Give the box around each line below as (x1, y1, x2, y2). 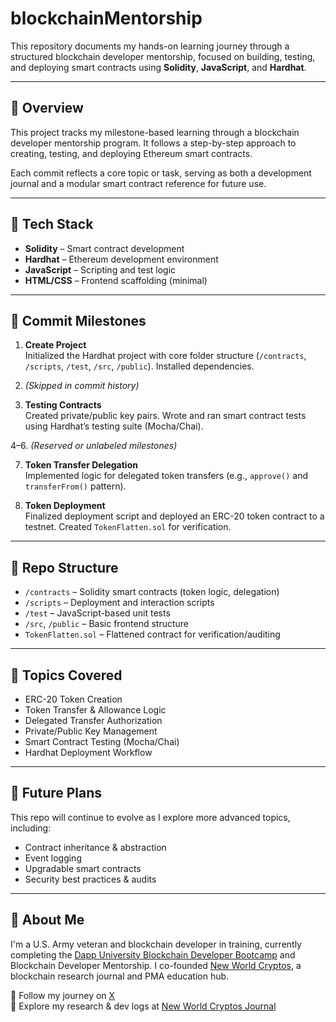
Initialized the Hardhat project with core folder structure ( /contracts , (24, 350, 307, 362)
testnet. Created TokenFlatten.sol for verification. (24, 521, 232, 533)
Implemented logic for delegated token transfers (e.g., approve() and (24, 470, 308, 482)
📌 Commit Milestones (10, 312, 147, 329)
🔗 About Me (10, 912, 85, 929)
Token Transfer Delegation (24, 459, 138, 471)
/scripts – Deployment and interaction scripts (24, 597, 215, 609)
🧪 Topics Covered (10, 667, 123, 684)
